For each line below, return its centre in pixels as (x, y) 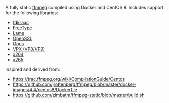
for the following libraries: (32, 13)
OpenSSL (22, 38)
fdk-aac (21, 22)
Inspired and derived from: (33, 69)
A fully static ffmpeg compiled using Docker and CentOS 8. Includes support (84, 7)
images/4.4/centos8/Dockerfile (45, 90)
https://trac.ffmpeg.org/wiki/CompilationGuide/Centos (69, 79)
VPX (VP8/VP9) (29, 49)
